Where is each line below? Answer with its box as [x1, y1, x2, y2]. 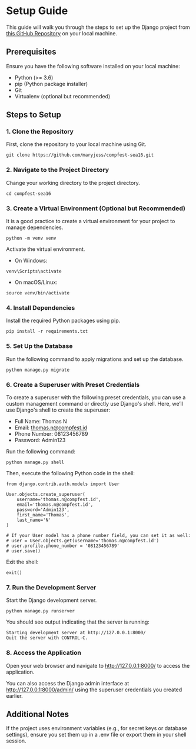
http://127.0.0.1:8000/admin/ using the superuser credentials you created [6, 686, 182, 693]
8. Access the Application [6, 649, 81, 657]
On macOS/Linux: [14, 279, 58, 286]
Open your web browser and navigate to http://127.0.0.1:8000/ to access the [6, 662, 190, 669]
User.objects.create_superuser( [6, 491, 85, 497]
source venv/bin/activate [6, 290, 69, 296]
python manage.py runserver [6, 608, 75, 614]
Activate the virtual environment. [6, 246, 85, 253]
